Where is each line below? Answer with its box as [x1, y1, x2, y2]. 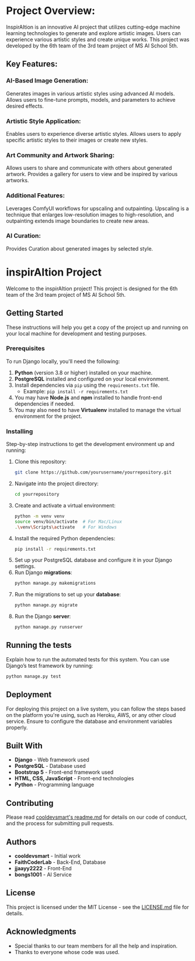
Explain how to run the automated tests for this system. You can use [6, 655, 170, 663]
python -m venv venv [14, 513, 65, 519]
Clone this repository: [14, 458, 67, 465]
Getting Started [6, 308, 64, 318]
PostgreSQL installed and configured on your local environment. [14, 375, 170, 382]
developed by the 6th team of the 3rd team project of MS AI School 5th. [6, 42, 179, 49]
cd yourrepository [14, 492, 60, 497]
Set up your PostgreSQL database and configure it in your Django [14, 557, 172, 564]
